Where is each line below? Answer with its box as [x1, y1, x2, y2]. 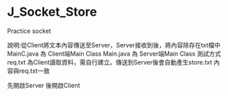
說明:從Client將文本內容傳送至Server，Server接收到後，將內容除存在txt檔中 [7, 40, 221, 49]
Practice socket [7, 27, 52, 35]
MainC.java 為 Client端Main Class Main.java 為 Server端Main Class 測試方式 [7, 49, 222, 58]
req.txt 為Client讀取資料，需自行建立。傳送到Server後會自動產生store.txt [7, 58, 213, 66]
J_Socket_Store [7, 4, 98, 20]
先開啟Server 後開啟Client [7, 81, 80, 89]
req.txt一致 [19, 67, 50, 75]
